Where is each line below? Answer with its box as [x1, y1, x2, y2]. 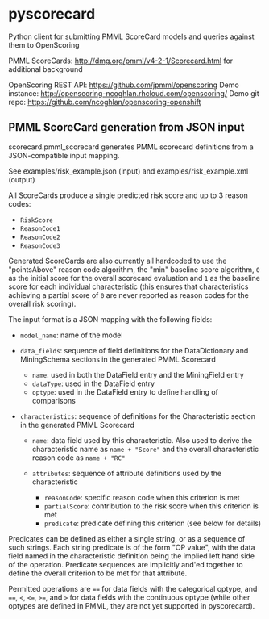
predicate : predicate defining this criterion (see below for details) [43, 518, 262, 528]
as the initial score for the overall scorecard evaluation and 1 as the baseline [8, 273, 260, 282]
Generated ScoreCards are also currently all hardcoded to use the [8, 256, 227, 266]
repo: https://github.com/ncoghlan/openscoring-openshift [8, 97, 201, 107]
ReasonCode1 [19, 224, 60, 232]
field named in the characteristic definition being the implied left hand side [8, 550, 255, 561]
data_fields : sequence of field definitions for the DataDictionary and [19, 345, 249, 355]
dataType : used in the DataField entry [31, 379, 155, 388]
